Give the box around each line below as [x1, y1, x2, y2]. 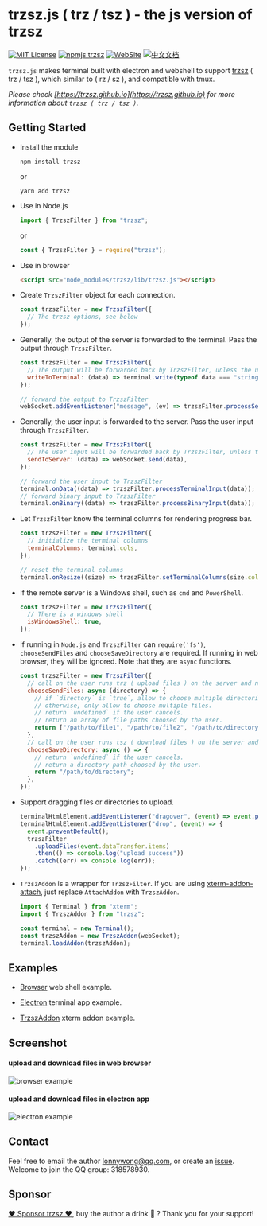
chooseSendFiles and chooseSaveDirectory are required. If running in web [19, 648, 258, 657]
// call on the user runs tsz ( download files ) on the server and [27, 738, 259, 746]
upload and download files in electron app [8, 1094, 150, 1103]
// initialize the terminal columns [27, 537, 149, 545]
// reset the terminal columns [19, 566, 124, 574]
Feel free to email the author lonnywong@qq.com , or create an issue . [8, 1156, 235, 1166]
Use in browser [19, 260, 70, 270]
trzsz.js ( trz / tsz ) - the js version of [8, 6, 253, 24]
